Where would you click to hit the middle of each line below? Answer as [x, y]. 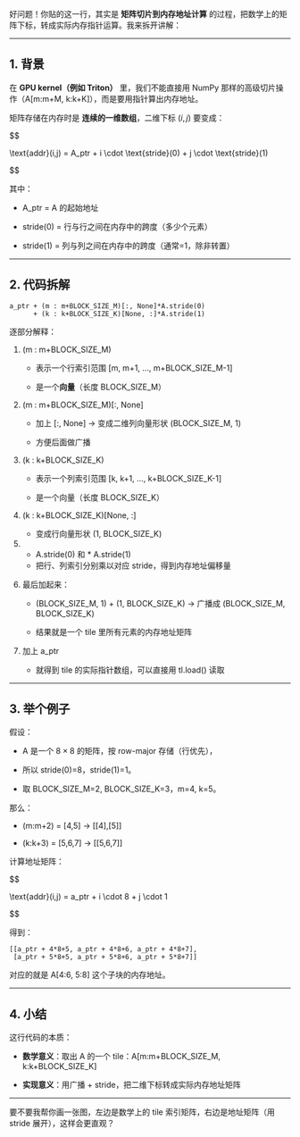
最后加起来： [46, 584]
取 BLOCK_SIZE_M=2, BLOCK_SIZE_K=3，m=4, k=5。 [121, 789]
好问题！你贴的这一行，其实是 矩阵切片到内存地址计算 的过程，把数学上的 [144, 14]
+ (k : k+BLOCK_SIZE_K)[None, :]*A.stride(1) [119, 314]
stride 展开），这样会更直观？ [62, 1124]
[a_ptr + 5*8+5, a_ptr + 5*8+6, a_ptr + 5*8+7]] [105, 957]
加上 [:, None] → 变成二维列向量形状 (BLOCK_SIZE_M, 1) [138, 422]
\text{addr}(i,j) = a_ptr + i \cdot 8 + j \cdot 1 [88, 897]
